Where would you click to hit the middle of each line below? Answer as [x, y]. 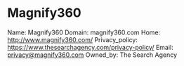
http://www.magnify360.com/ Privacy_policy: [73, 39]
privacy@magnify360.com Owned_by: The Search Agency [92, 55]
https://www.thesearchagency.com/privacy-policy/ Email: [90, 47]
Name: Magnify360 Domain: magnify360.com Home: [84, 32]
